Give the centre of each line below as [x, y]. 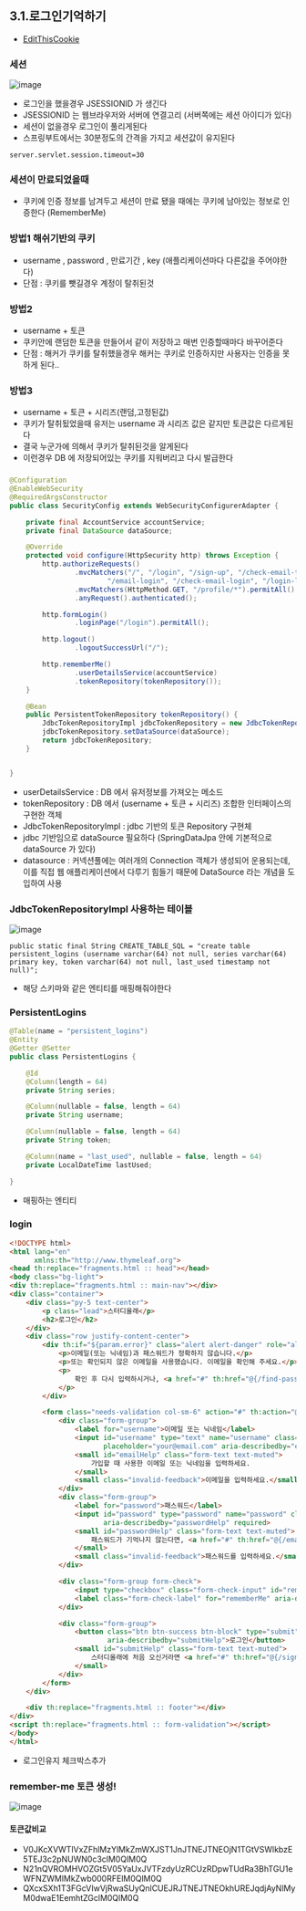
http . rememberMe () [77, 664]
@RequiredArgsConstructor [58, 497]
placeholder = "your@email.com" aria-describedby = [197, 1446]
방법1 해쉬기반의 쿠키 [52, 238]
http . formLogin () [75, 614]
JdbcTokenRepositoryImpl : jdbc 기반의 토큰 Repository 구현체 [137, 826]
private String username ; [75, 1115]
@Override [45, 547]
